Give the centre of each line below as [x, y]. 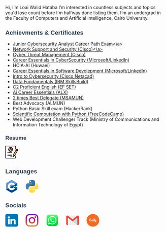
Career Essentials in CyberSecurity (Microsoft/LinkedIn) [71, 60]
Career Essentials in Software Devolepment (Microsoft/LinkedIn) [80, 71]
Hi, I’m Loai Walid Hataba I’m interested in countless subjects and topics [80, 7]
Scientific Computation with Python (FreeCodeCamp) [68, 114]
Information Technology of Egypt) [48, 125]
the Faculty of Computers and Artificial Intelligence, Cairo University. [77, 18]
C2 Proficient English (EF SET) [44, 87]
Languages [21, 171]
